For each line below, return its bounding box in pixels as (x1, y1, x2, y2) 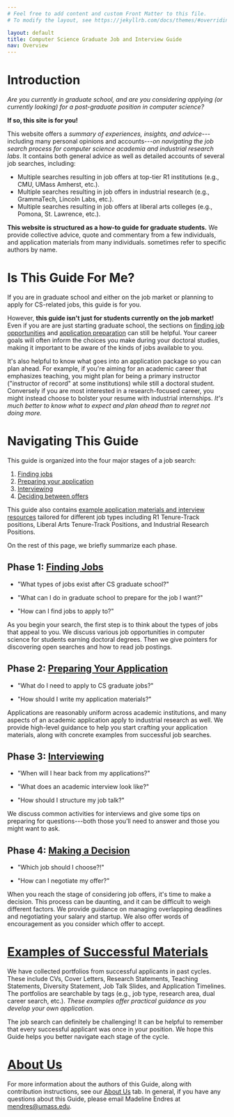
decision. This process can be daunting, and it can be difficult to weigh (7, 898, 211, 906)
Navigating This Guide (7, 433, 139, 449)
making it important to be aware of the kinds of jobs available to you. (7, 344, 204, 352)
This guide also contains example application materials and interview (7, 505, 205, 514)
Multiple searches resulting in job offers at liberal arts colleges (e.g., (17, 203, 213, 211)
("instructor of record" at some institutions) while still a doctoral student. (7, 379, 215, 387)
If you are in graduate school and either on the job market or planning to (7, 293, 214, 301)
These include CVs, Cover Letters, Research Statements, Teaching (7, 975, 198, 983)
